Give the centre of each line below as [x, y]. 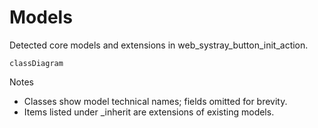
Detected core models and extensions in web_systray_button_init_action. [159, 45]
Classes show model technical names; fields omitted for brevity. [155, 101]
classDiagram [36, 63]
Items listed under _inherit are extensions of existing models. [149, 112]
